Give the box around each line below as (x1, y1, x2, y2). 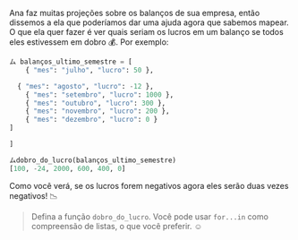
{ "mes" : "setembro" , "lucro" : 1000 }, (25, 90, 175, 99)
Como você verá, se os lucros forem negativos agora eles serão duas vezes (9, 180, 289, 191)
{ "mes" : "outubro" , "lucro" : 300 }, (25, 99, 166, 107)
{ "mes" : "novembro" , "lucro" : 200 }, (25, 107, 170, 116)
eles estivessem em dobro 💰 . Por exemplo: (9, 37, 169, 47)
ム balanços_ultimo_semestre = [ (9, 57, 132, 66)
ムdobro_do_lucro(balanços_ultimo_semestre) (9, 156, 177, 165)
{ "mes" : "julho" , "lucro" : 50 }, (25, 65, 154, 74)
